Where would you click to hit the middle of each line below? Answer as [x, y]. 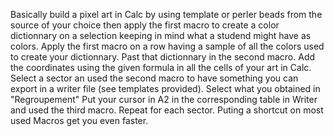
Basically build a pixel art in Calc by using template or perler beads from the [166, 14]
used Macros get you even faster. [79, 120]
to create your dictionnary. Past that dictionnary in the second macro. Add [163, 57]
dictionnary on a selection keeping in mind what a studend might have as [161, 35]
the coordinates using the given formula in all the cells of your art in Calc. [161, 67]
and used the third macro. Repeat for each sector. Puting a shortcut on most [167, 110]
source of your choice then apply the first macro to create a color [145, 25]
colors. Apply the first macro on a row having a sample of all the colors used [167, 46]
